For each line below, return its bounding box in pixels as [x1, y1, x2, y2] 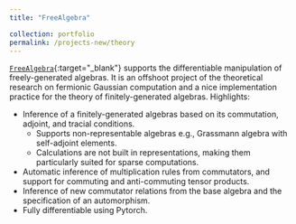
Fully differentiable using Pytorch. [22, 205, 148, 216]
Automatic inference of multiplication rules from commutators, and [22, 166, 271, 177]
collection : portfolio [9, 29, 95, 39]
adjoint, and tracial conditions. [22, 118, 135, 129]
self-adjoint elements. [35, 137, 117, 149]
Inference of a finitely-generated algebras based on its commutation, [22, 109, 279, 120]
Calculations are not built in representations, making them [35, 147, 251, 158]
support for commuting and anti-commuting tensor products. [22, 176, 250, 187]
